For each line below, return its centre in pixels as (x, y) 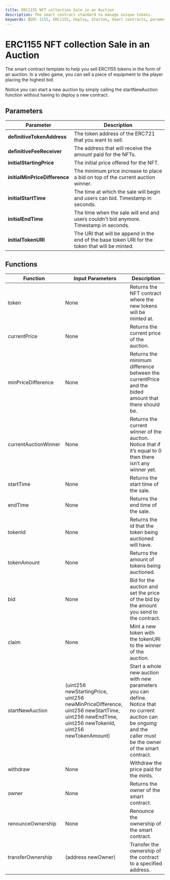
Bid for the (142, 580)
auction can (144, 717)
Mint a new (143, 626)
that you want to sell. (99, 140)
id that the (142, 525)
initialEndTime (26, 219)
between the (145, 373)
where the (142, 299)
